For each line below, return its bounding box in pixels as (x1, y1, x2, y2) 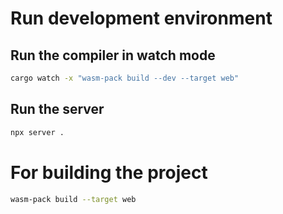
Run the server (10, 101, 105, 118)
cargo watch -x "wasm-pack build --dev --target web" (10, 73, 240, 83)
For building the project (10, 161, 208, 184)
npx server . (10, 127, 65, 137)
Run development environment (10, 7, 273, 30)
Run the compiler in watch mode (10, 47, 216, 64)
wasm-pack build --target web (10, 194, 137, 204)
